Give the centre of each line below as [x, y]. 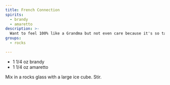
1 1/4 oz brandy [28, 62]
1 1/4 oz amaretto [30, 67]
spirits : [14, 15]
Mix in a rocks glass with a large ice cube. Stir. [54, 77]
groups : [13, 38]
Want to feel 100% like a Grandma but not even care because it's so [84, 33]
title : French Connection [32, 10]
